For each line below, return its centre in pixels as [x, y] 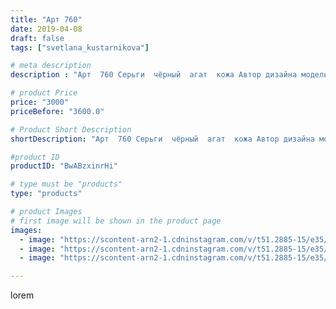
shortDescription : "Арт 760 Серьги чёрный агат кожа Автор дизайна [162, 139]
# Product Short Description [71, 129]
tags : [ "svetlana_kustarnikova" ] [80, 47]
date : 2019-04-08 [46, 29]
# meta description [51, 66]
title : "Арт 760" [46, 19]
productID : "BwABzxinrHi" [64, 166]
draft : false [37, 38]
